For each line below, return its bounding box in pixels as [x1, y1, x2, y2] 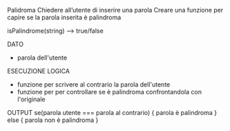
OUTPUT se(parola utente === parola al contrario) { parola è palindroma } [7, 109, 218, 116]
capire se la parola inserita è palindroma [7, 13, 122, 21]
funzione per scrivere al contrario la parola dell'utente [17, 80, 171, 89]
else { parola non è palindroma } [7, 116, 99, 124]
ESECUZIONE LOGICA [7, 67, 70, 75]
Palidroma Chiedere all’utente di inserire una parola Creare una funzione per [7, 6, 224, 14]
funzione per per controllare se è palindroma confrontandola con [17, 88, 202, 96]
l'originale [17, 95, 46, 103]
